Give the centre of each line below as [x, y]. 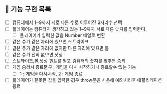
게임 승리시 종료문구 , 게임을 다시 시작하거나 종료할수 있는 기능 [74, 67]
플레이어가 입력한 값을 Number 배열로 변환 [62, 35]
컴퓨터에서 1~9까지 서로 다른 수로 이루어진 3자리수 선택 [67, 22]
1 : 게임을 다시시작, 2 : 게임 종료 [51, 74]
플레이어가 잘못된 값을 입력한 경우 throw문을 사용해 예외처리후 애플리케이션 [87, 80]
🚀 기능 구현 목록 [28, 9]
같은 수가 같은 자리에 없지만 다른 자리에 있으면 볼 [61, 48]
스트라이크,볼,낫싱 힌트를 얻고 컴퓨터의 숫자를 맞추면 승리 [69, 61]
